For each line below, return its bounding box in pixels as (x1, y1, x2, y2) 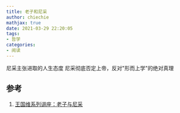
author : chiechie (6, 14, 49, 20)
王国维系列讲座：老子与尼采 (14, 101, 83, 108)
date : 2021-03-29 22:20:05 (6, 25, 73, 32)
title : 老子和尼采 (6, 8, 48, 15)
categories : (6, 42, 36, 48)
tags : (6, 31, 20, 37)
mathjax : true (6, 20, 42, 26)
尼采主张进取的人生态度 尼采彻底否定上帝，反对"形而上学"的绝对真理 (6, 64, 174, 71)
